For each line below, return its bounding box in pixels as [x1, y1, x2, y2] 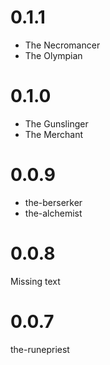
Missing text [10, 275, 61, 287]
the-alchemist [24, 207, 83, 219]
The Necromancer [24, 39, 101, 51]
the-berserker [24, 196, 83, 208]
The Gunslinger [24, 117, 89, 130]
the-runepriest [10, 343, 70, 355]
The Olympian [24, 49, 83, 61]
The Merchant [24, 128, 84, 140]
